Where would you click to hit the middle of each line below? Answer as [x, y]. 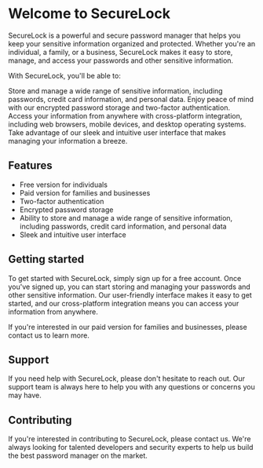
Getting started [46, 260]
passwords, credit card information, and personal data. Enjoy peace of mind [131, 99]
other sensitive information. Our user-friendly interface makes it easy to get [130, 294]
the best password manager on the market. [78, 455]
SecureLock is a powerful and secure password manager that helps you [124, 35]
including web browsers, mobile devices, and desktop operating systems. [127, 124]
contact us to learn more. [49, 335]
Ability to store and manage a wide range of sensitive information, [126, 218]
